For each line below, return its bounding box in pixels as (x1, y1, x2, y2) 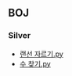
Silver (8, 30, 31, 41)
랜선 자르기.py (19, 49, 64, 59)
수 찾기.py (19, 59, 51, 68)
